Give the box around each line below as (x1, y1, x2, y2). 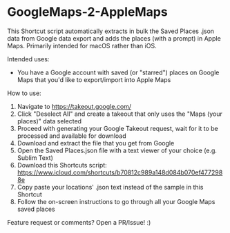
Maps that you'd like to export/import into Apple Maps (17, 75, 171, 83)
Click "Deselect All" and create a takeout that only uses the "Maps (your (17, 110, 222, 118)
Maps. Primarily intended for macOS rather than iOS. (7, 41, 157, 50)
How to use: (7, 89, 41, 97)
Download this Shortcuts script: (17, 161, 107, 169)
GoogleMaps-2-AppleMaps (7, 4, 168, 20)
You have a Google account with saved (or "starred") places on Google (17, 68, 220, 77)
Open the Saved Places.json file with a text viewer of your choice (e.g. (17, 146, 218, 154)
